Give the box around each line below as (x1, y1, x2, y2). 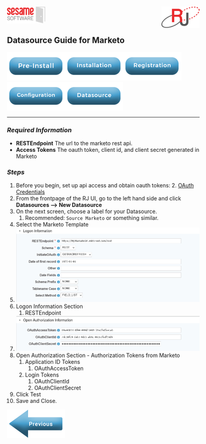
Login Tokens (24, 371, 59, 378)
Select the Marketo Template (15, 221, 89, 228)
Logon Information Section (15, 303, 83, 310)
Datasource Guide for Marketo (7, 35, 125, 46)
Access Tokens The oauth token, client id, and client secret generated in (15, 146, 200, 153)
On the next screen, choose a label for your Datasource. (15, 208, 158, 215)
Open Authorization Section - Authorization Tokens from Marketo (15, 352, 180, 359)
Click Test (15, 390, 42, 398)
